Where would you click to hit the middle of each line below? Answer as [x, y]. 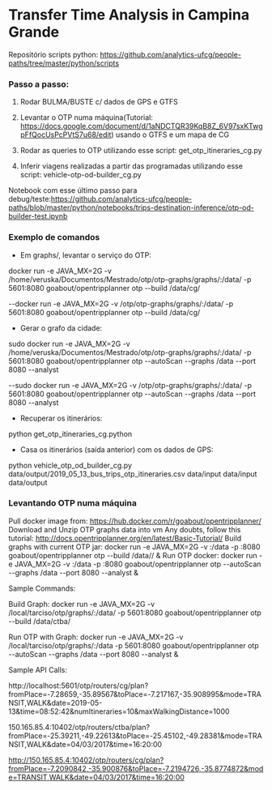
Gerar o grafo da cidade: [61, 328]
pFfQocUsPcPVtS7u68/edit [66, 135]
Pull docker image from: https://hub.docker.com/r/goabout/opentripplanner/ [135, 521]
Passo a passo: [39, 84]
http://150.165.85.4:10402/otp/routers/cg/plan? [86, 760]
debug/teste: [30, 199]
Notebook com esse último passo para [73, 190]
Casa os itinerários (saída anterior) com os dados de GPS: [117, 449]
